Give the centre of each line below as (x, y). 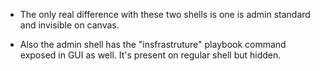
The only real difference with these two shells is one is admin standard (165, 14)
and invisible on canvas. (69, 25)
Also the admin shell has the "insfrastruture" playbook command (153, 44)
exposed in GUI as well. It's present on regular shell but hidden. (150, 55)
